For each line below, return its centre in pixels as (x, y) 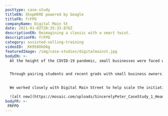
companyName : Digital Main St (37, 24)
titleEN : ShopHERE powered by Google (44, 14)
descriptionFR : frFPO (28, 38)
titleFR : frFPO (21, 19)
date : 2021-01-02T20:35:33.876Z (39, 28)
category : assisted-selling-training (44, 42)
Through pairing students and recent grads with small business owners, (87, 74)
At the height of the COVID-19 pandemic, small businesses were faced (85, 61)
